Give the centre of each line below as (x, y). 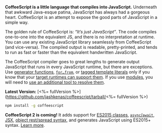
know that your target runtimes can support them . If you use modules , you (79, 77)
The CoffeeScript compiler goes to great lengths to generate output (72, 62)
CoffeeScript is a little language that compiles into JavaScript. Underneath (81, 7)
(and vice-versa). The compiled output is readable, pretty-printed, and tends (81, 47)
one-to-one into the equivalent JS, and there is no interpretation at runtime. (80, 37)
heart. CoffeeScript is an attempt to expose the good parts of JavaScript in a (81, 17)
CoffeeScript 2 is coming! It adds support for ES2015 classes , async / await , (80, 115)
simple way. (17, 22)
